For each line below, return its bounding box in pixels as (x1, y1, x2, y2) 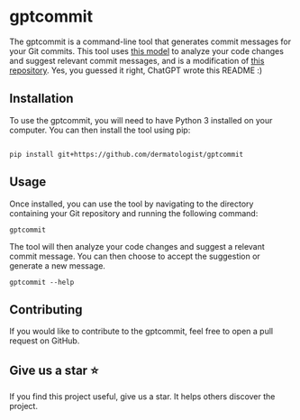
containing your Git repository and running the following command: (9, 207, 259, 218)
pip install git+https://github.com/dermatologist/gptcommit (9, 150, 244, 159)
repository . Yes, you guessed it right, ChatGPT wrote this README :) (9, 65, 263, 76)
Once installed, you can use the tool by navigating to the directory (9, 198, 254, 209)
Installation (9, 91, 74, 106)
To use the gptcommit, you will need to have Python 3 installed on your (9, 114, 273, 125)
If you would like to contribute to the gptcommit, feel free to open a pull (9, 326, 273, 337)
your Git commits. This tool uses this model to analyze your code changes (9, 45, 284, 56)
